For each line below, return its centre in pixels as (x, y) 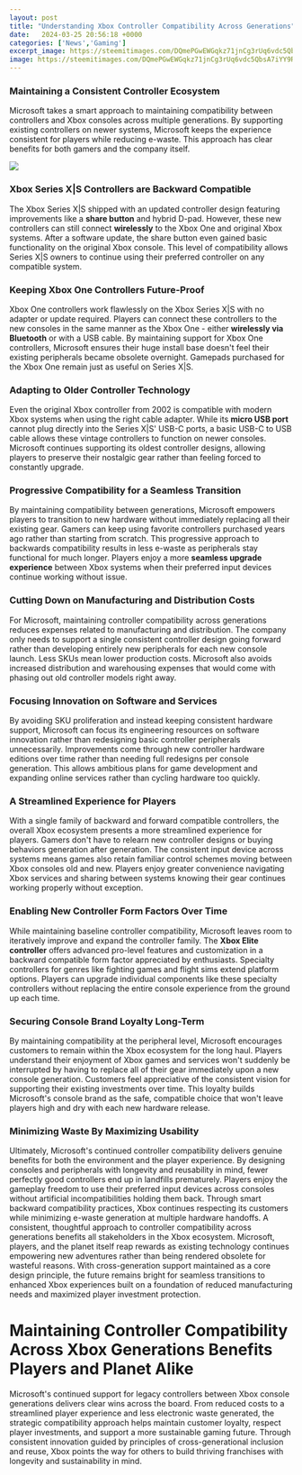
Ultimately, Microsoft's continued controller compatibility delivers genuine (146, 1151)
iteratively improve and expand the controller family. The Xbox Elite (134, 940)
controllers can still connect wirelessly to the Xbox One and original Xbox (146, 228)
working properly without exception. (76, 888)
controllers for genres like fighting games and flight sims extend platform (144, 969)
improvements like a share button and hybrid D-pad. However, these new (146, 218)
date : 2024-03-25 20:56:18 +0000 (76, 34)
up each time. (35, 997)
